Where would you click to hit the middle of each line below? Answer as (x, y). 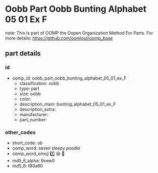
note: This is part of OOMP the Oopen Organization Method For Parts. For (79, 33)
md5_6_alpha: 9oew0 (34, 160)
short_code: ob (27, 143)
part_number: (33, 119)
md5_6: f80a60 (27, 166)
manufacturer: (34, 114)
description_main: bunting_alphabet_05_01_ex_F (68, 104)
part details (23, 54)
